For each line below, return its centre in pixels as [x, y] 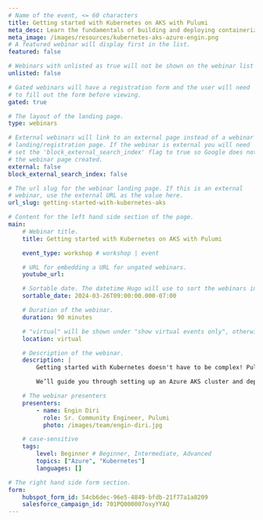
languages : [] [59, 468]
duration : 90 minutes [57, 317]
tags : [31, 447]
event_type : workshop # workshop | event [90, 253]
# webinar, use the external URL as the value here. [96, 196]
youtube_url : [43, 275]
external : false [34, 167]
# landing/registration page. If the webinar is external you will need [129, 145]
